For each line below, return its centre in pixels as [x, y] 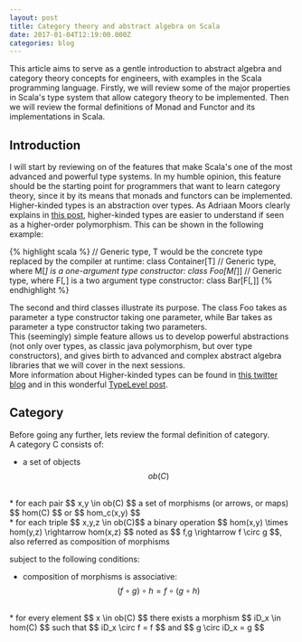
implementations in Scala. [57, 117]
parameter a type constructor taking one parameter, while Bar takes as [141, 317]
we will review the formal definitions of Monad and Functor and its [132, 107]
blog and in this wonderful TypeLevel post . [89, 384]
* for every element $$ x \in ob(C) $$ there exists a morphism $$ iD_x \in [146, 618]
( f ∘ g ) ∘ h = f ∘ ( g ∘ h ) [159, 590]
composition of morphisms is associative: [100, 576]
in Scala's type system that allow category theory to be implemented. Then [149, 98]
